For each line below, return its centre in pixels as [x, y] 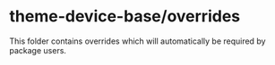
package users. [38, 50]
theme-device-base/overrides [125, 16]
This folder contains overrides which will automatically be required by [137, 41]
